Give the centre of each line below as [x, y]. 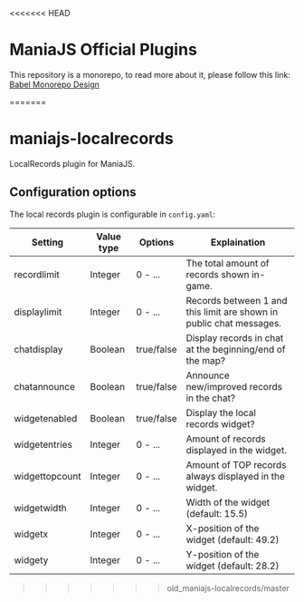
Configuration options [73, 193]
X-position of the [223, 528]
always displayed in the [235, 476]
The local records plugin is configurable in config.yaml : [112, 214]
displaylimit [38, 312]
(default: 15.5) [217, 513]
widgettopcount [47, 476]
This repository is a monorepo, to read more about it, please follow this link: [150, 74]
